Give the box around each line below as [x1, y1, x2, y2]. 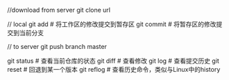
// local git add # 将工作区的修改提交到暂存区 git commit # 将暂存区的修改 [7, 20, 217, 28]
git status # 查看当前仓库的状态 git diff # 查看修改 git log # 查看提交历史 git [7, 57, 220, 65]
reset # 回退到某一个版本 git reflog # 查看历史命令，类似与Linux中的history [7, 66, 221, 73]
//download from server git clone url [7, 6, 111, 14]
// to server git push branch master [7, 43, 108, 50]
